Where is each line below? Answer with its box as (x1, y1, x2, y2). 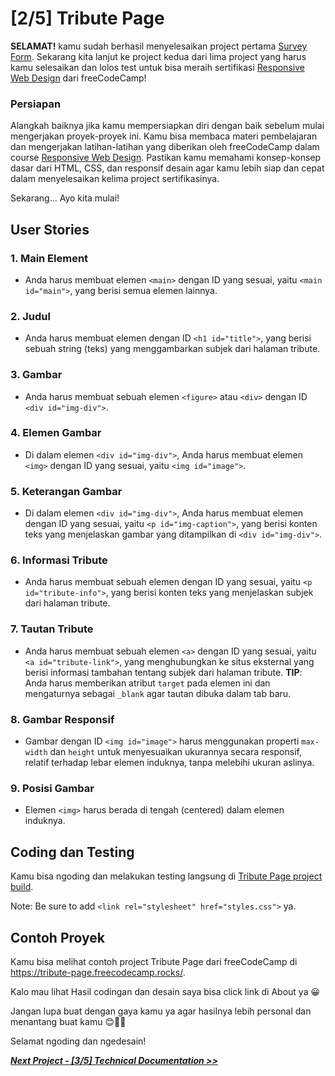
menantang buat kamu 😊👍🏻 (10, 1015, 127, 1027)
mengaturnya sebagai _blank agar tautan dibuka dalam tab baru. (24, 687, 292, 699)
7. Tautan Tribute (10, 622, 94, 636)
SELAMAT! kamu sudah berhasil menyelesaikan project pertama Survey (10, 40, 308, 52)
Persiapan (10, 97, 62, 111)
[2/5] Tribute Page (10, 7, 165, 30)
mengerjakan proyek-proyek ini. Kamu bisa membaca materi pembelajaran (10, 130, 318, 142)
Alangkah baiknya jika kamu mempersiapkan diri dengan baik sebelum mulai (10, 120, 325, 132)
